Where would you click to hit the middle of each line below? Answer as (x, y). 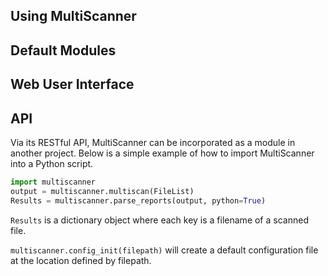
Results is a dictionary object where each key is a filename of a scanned (159, 220)
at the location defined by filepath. (81, 260)
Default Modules (63, 50)
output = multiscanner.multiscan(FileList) (102, 191)
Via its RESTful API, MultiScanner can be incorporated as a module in (153, 142)
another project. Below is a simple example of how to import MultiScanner (162, 153)
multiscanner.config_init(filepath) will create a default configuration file (164, 250)
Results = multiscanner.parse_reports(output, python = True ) (138, 200)
